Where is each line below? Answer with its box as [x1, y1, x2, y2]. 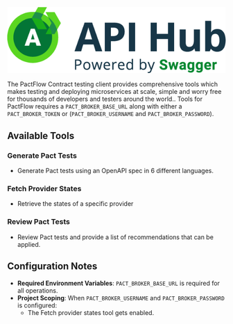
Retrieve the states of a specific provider [17, 200, 134, 208]
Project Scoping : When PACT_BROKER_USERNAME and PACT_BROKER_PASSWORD [17, 293, 225, 302]
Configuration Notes [7, 261, 98, 273]
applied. [17, 240, 41, 248]
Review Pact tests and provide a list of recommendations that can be [17, 233, 214, 241]
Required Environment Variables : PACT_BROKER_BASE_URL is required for [17, 279, 221, 287]
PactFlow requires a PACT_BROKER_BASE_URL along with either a [7, 102, 182, 111]
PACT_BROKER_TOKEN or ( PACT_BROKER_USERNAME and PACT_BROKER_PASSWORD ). [7, 110, 214, 118]
